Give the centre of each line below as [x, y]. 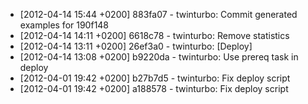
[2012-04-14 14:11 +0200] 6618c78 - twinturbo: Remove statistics [154, 35]
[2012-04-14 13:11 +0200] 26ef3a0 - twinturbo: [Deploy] [136, 46]
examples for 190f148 [64, 25]
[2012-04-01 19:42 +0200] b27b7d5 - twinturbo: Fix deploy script [155, 78]
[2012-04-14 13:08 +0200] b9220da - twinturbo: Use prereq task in [159, 57]
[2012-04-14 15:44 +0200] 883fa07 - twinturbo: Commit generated [158, 14]
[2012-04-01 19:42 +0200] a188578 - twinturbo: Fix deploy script [154, 88]
